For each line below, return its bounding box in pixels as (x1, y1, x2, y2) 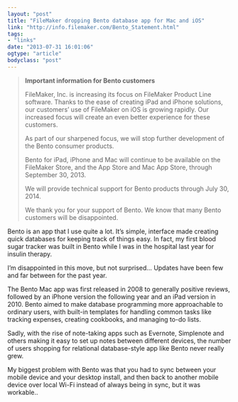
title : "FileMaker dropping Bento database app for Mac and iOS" (7, 17, 205, 24)
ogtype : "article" (7, 51, 62, 58)
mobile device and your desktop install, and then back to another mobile (7, 373, 219, 381)
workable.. (7, 388, 38, 396)
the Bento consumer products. (24, 142, 114, 150)
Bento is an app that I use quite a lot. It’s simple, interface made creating (7, 227, 219, 236)
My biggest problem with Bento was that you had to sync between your (7, 365, 217, 374)
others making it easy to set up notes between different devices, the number (7, 336, 232, 345)
